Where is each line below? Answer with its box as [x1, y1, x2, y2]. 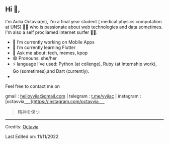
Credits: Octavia [5, 123, 39, 129]
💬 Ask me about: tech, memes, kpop [12, 50, 88, 56]
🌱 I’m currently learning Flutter [12, 44, 76, 51]
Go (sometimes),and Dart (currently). [12, 68, 90, 74]
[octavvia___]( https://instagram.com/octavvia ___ [5, 98, 105, 104]
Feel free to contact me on [5, 83, 60, 89]
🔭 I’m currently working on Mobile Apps [12, 39, 95, 45]
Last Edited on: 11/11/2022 [5, 133, 59, 139]
